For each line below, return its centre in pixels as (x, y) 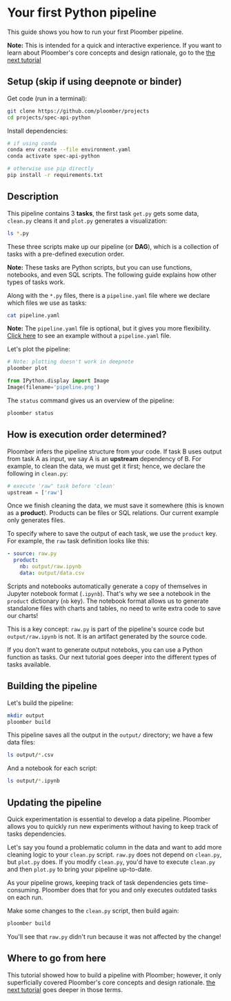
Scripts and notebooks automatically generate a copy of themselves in (107, 586)
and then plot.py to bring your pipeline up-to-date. (80, 869)
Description (33, 197)
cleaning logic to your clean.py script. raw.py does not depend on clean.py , (114, 854)
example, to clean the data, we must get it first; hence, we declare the (106, 466)
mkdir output (26, 715)
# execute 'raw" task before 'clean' (61, 486)
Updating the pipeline (54, 802)
